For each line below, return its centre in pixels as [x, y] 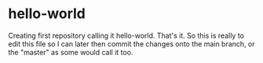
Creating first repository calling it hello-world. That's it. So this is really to [126, 35]
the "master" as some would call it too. [71, 52]
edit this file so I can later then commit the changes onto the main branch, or [131, 43]
